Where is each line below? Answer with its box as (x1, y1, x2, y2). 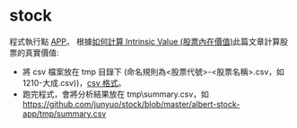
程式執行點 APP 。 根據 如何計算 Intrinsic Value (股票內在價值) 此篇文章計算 (9, 36, 281, 47)
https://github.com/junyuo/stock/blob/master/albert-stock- (22, 98, 240, 109)
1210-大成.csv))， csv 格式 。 (22, 77, 127, 88)
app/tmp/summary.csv (22, 108, 107, 119)
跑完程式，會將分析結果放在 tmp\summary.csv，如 (22, 89, 209, 99)
